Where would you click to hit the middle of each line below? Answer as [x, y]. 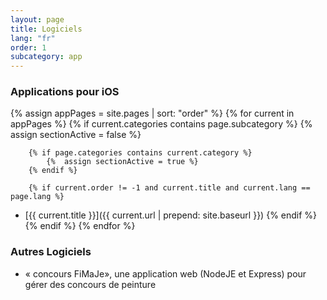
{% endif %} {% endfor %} [80, 226]
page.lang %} [37, 197]
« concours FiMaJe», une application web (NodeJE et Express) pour [165, 273]
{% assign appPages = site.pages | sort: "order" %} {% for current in [152, 113]
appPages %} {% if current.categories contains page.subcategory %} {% [161, 124]
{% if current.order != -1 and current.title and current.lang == [169, 188]
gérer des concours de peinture [90, 284]
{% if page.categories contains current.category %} [140, 153]
